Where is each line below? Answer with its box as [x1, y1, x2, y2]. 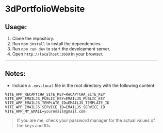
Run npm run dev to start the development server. [12, 46, 111, 51]
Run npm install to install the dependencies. [12, 41, 102, 47]
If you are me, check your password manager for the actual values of [16, 117, 155, 123]
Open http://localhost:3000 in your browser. [12, 51, 103, 57]
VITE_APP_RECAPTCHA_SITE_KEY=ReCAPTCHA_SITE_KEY [5, 92, 105, 97]
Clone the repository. [12, 35, 54, 41]
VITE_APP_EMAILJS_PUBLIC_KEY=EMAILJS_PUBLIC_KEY [5, 96, 105, 101]
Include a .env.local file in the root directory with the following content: [12, 83, 156, 88]
